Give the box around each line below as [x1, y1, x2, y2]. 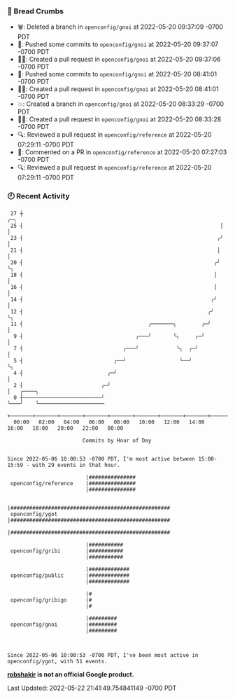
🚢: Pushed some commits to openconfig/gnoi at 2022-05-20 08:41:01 [17, 70, 218, 79]
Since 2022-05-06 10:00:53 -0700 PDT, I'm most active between [7, 455, 196, 462]
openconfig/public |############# [10, 571, 130, 579]
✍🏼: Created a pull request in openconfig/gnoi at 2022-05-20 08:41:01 [17, 85, 219, 93]
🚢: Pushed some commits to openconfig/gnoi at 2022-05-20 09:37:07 [17, 40, 219, 48]
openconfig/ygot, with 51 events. [7, 658, 108, 665]
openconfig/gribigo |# [10, 596, 92, 604]
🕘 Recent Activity [7, 191, 70, 201]
